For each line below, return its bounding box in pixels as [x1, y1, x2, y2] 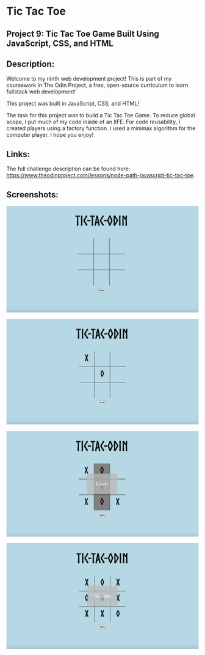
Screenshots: [6, 189, 59, 200]
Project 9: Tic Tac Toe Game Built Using [6, 29, 160, 39]
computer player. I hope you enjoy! [6, 131, 94, 139]
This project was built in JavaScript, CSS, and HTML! [6, 100, 139, 108]
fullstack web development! [6, 88, 76, 95]
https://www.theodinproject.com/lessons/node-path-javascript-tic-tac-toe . [6, 172, 195, 179]
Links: [6, 148, 31, 159]
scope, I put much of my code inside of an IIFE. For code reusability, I [6, 118, 181, 126]
